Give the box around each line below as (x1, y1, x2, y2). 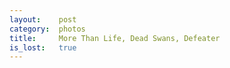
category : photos (9, 24, 86, 34)
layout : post (9, 14, 77, 25)
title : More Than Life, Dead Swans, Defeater (9, 33, 221, 43)
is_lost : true (9, 42, 77, 53)
